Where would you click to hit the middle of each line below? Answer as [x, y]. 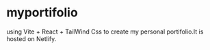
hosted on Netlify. [31, 38]
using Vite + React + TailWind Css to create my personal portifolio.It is [105, 32]
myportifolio [42, 13]
